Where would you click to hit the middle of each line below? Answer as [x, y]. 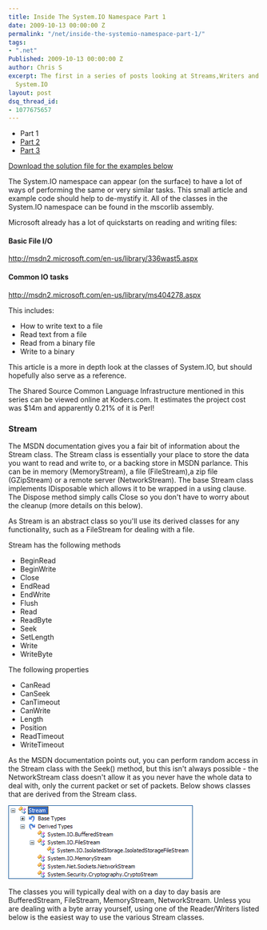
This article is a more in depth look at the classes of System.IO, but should [130, 367]
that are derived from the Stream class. [73, 794]
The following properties [49, 669]
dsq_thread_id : [34, 101]
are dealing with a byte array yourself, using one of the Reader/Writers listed [134, 908]
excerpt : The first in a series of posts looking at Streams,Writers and [134, 76]
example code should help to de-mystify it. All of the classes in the [118, 198]
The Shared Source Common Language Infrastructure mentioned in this [126, 391]
